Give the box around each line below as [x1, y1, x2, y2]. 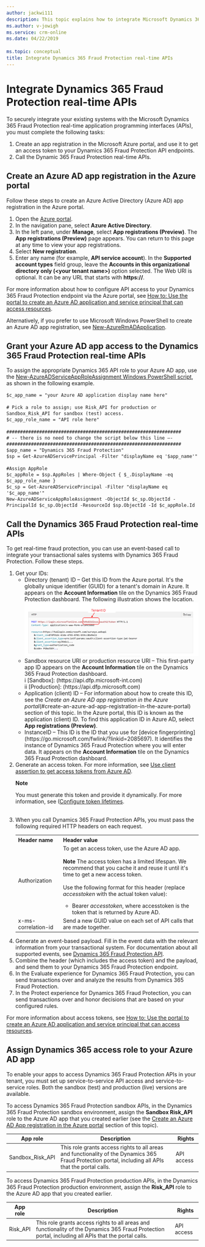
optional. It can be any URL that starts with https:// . [15, 273, 145, 281]
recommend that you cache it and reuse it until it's [63, 864, 189, 871]
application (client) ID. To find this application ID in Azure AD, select [24, 716, 194, 723]
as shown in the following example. [6, 380, 95, 387]
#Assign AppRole [6, 465, 48, 472]
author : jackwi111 [6, 10, 53, 16]
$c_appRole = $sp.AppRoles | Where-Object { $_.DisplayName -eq [6, 472, 173, 478]
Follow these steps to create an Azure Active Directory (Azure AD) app [6, 196, 184, 204]
